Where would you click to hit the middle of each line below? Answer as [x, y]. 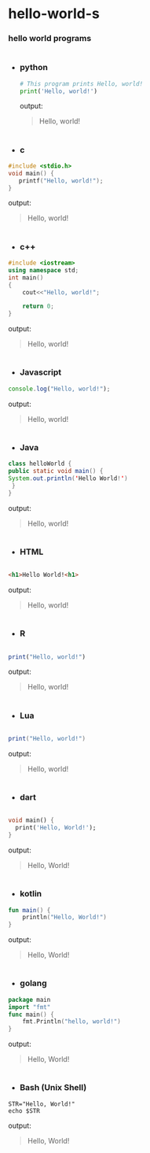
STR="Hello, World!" [42, 1104]
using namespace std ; [44, 270]
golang [33, 983]
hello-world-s [54, 14]
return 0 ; [38, 307]
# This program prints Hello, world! [81, 83]
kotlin [31, 894]
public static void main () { [56, 471]
